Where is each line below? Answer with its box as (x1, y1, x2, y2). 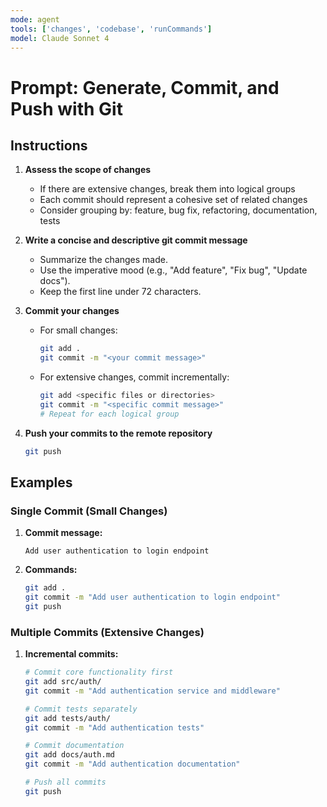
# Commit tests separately (24, 704, 138, 714)
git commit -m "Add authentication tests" (24, 722, 205, 733)
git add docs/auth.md (24, 750, 115, 760)
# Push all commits (24, 777, 107, 788)
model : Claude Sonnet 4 (10, 33, 110, 43)
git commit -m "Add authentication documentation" (24, 759, 241, 770)
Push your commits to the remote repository (24, 427, 213, 439)
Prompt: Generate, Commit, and (10, 76, 280, 99)
